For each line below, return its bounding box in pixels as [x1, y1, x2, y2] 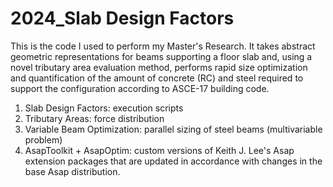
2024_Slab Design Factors [10, 7, 235, 30]
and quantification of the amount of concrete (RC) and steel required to [10, 72, 304, 84]
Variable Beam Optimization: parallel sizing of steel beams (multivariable [24, 123, 323, 135]
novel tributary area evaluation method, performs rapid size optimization [10, 61, 308, 73]
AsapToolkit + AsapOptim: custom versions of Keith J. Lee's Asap [24, 144, 295, 156]
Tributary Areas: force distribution [24, 112, 165, 124]
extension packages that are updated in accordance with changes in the [24, 155, 323, 167]
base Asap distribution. [24, 165, 121, 177]
